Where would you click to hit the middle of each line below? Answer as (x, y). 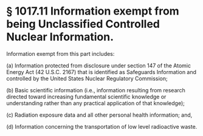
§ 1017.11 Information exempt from (93, 11)
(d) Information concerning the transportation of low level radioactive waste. (102, 126)
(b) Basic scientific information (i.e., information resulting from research (96, 90)
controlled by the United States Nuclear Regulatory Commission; (87, 78)
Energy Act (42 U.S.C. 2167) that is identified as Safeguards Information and (101, 72)
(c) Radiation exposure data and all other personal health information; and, (99, 115)
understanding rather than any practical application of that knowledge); (96, 103)
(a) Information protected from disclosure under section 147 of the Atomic (99, 66)
